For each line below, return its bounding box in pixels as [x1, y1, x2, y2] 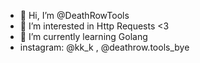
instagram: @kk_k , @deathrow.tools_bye [19, 41, 190, 53]
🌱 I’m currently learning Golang [19, 31, 148, 42]
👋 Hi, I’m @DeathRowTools [19, 10, 130, 21]
